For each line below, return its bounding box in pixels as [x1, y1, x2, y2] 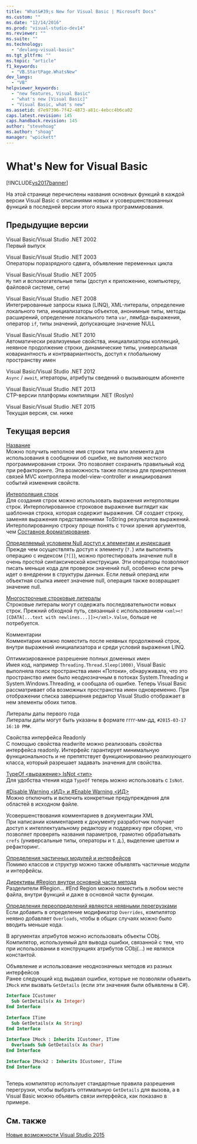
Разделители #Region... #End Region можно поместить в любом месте [6, 885, 183, 892]
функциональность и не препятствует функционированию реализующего [6, 753, 191, 760]
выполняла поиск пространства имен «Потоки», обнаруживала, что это [6, 668, 188, 675]
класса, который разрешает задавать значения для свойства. [6, 759, 162, 766]
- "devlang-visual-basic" [11, 47, 75, 53]
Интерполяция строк [6, 491, 59, 498]
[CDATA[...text [6, 615, 44, 621]
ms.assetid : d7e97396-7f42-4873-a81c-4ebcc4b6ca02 [6, 107, 133, 113]
